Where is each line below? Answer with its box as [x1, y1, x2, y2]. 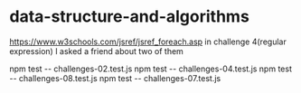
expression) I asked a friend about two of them [9, 45, 183, 56]
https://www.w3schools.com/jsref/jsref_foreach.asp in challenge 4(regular [9, 36, 287, 47]
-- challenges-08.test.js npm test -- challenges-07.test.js [9, 72, 221, 83]
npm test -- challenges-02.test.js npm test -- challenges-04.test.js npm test [9, 63, 292, 74]
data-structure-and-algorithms [9, 6, 250, 27]
